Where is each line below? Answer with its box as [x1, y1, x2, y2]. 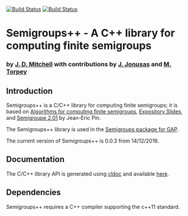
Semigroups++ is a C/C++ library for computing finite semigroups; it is [6, 101, 178, 109]
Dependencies [6, 188, 61, 198]
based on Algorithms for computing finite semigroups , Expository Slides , [6, 107, 183, 115]
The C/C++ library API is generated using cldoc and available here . [6, 170, 170, 177]
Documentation [6, 154, 65, 164]
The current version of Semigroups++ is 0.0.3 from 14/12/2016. [6, 137, 160, 144]
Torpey [6, 68, 28, 76]
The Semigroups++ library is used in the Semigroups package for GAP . [6, 125, 179, 133]
